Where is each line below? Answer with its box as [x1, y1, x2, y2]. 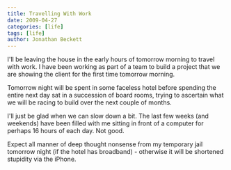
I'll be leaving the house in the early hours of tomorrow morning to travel [7, 55, 215, 63]
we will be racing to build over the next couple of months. [7, 98, 172, 107]
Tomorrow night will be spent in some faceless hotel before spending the [7, 84, 217, 92]
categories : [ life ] [7, 23, 64, 30]
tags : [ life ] [7, 29, 45, 37]
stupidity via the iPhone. [7, 155, 77, 164]
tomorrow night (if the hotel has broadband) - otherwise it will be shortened [7, 148, 224, 156]
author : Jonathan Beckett [7, 36, 82, 43]
